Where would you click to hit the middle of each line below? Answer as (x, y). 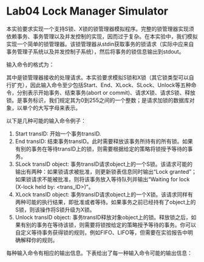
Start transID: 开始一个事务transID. (58, 133)
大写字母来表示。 (59, 108)
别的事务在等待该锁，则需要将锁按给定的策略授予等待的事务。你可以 (111, 225)
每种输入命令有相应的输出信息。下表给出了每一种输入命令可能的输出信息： (99, 253)
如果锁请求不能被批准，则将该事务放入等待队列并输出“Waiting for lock (102, 179)
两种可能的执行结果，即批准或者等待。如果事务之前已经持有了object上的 (105, 202)
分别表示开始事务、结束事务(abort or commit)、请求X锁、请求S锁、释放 (106, 92)
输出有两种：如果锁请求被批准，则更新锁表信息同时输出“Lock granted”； (106, 171)
